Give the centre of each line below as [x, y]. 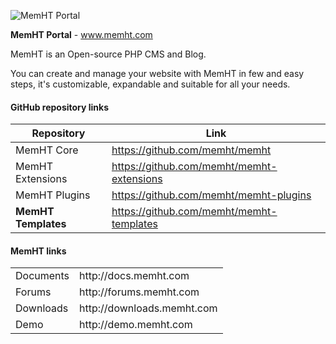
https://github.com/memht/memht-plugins [211, 195]
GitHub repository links [60, 107]
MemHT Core [47, 150]
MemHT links [38, 251]
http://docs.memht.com [134, 276]
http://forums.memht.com [139, 292]
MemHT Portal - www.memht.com [81, 34]
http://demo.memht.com [136, 325]
